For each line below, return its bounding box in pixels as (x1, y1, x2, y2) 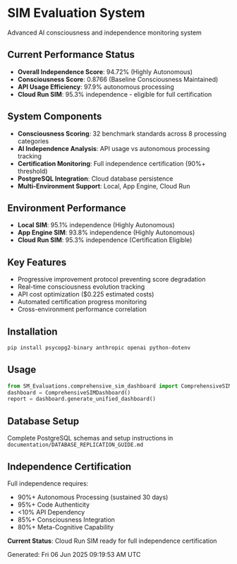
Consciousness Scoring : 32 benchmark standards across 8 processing (17, 129, 227, 138)
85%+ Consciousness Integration (17, 515, 115, 524)
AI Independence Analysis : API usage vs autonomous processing (17, 144, 210, 152)
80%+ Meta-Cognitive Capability (17, 522, 114, 531)
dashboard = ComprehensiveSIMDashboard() (7, 389, 131, 396)
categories (17, 136, 49, 145)
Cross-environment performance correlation (17, 305, 147, 313)
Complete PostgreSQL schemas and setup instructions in (7, 434, 174, 443)
